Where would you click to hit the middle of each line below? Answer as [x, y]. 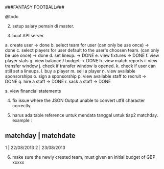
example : [22, 120]
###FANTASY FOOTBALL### [35, 7]
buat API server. [28, 36]
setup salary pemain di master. [43, 26]
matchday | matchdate [40, 136]
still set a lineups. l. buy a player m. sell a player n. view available [70, 71]
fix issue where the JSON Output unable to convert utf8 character [79, 100]
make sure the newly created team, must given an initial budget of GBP [84, 157]
